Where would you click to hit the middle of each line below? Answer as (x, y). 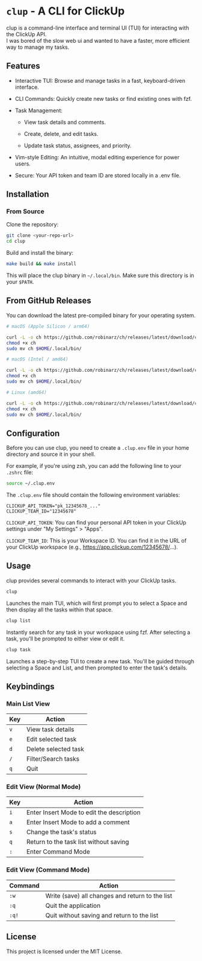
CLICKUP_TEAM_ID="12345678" (41, 511)
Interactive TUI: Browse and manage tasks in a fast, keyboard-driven (100, 80)
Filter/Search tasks (53, 759)
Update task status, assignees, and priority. (78, 145)
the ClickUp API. (26, 34)
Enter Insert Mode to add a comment (78, 822)
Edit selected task (51, 739)
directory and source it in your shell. (51, 455)
